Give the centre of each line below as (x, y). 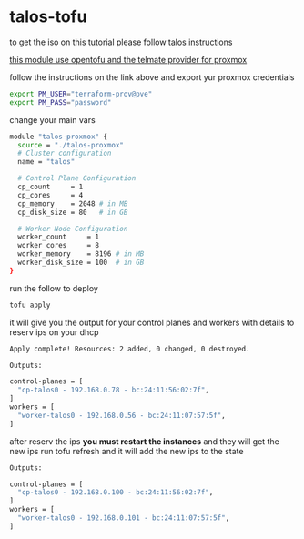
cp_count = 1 (51, 187)
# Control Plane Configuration (77, 178)
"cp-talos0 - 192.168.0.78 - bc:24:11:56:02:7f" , (113, 390)
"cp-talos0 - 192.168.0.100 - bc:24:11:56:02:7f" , (116, 493)
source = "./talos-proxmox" (71, 145)
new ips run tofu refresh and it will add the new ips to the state (127, 451)
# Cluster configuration (65, 153)
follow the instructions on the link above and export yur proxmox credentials (152, 77)
